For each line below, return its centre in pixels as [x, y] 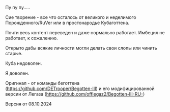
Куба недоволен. [24, 63]
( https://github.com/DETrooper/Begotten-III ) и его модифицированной [80, 88]
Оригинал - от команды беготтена [42, 83]
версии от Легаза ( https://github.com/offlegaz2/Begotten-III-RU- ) [75, 94]
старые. [14, 53]
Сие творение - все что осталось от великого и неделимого [71, 17]
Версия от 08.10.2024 [29, 104]
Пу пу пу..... [18, 7]
